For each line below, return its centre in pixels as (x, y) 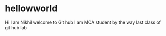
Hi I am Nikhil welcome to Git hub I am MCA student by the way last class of (83, 22)
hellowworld (31, 9)
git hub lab (16, 27)
